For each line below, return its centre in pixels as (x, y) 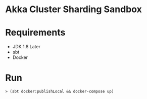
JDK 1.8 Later (26, 47)
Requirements (35, 33)
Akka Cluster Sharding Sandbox (74, 9)
